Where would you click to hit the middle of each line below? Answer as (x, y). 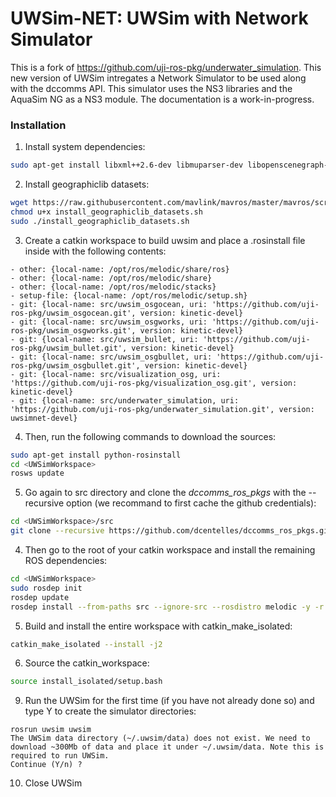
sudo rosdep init (46, 588)
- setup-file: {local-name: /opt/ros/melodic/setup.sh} (129, 295)
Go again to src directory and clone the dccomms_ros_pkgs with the (165, 493)
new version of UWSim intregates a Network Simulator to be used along (158, 78)
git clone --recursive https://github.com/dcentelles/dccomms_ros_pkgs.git (171, 531)
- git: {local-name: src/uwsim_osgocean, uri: (109, 304)
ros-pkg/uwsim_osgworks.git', (73, 330)
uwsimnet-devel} (44, 418)
